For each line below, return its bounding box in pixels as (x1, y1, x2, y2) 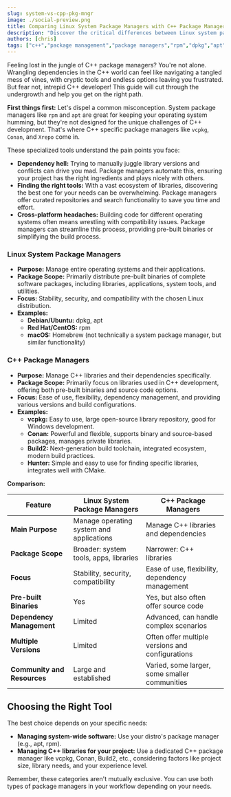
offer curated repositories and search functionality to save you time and (16, 196, 221, 204)
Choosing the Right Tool (7, 701, 112, 712)
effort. (16, 204, 35, 211)
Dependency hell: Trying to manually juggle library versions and (16, 160, 200, 167)
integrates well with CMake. (27, 466, 107, 474)
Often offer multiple (145, 632, 209, 642)
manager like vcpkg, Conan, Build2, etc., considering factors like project (16, 754, 221, 763)
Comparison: (7, 479, 46, 488)
